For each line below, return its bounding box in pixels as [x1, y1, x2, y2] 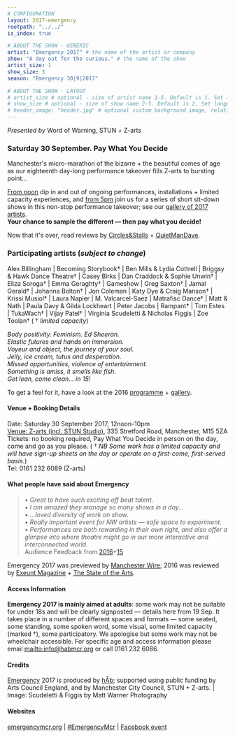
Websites [7, 707, 36, 715]
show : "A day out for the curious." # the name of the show [7, 55, 187, 63]
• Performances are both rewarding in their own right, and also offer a [24, 526, 228, 533]
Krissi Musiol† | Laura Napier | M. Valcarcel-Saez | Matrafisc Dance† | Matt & [7, 294, 228, 303]
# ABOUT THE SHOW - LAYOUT [7, 87, 86, 94]
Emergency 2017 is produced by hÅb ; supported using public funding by [7, 676, 216, 685]
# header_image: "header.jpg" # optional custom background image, [7, 107, 208, 114]
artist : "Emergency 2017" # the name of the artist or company [7, 49, 196, 56]
